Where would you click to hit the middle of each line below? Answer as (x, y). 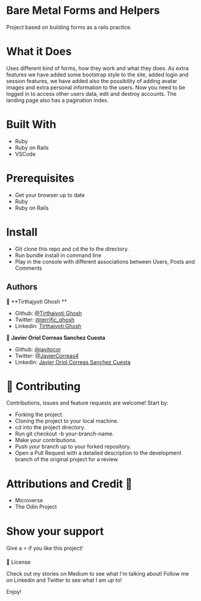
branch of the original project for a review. (67, 459)
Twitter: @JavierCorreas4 (47, 355)
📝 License (19, 562)
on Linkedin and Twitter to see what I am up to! (64, 580)
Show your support (55, 531)
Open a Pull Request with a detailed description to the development (98, 453)
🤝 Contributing (43, 386)
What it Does (39, 51)
